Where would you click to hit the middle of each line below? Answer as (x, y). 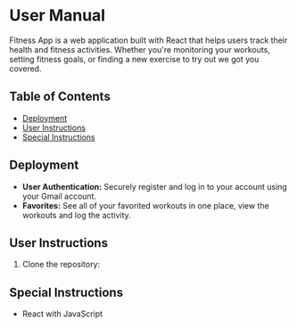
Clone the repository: (61, 265)
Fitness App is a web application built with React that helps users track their (148, 40)
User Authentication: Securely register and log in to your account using (154, 186)
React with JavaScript (62, 314)
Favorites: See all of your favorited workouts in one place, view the (145, 205)
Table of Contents (60, 97)
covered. (25, 69)
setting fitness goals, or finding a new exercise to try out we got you (134, 59)
